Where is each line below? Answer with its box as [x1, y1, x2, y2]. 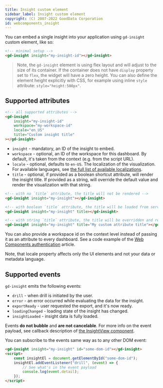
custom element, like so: [5, 39, 54, 45]
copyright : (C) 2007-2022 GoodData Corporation [5, 16, 103, 21]
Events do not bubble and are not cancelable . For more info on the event [5, 323, 152, 329]
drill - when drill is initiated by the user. [12, 293, 94, 298]
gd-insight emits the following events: [5, 283, 81, 289]
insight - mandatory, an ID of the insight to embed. [12, 146, 115, 151]
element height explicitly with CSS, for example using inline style [16, 77, 147, 83]
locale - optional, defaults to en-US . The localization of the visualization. [12, 161, 156, 167]
